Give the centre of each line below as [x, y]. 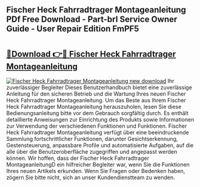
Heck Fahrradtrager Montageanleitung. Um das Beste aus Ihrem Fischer [96, 100]
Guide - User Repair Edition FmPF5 [73, 29]
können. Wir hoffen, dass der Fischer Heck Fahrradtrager [78, 158]
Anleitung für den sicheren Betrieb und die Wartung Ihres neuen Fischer [96, 94]
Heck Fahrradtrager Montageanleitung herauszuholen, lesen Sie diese [94, 107]
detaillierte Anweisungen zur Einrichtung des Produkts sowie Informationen [100, 120]
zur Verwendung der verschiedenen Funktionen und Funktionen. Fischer [97, 126]
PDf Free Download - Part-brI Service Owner [92, 20]
